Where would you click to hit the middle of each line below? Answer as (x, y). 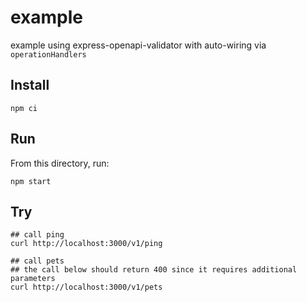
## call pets (37, 261)
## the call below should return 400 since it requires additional (154, 270)
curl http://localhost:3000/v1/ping (86, 244)
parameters (33, 279)
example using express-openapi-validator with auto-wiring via (138, 45)
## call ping (37, 235)
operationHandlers (48, 54)
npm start (31, 181)
